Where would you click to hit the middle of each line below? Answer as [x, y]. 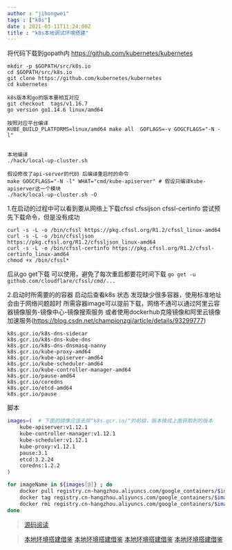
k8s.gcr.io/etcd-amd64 [40, 388]
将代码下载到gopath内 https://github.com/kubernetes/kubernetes [100, 53]
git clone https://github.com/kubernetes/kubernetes [85, 79]
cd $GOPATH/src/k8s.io [40, 72]
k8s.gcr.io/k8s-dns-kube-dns [49, 340]
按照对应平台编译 [28, 124]
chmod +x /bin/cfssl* [38, 261]
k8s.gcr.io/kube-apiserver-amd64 [55, 358]
